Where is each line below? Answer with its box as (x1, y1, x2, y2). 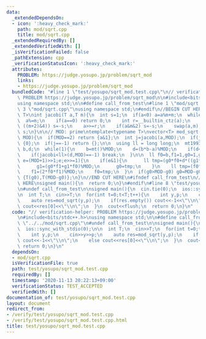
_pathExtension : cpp (12, 55, 64, 61)
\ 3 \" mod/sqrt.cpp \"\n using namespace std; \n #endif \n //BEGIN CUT (17, 106, 191, 112)
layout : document (6, 300, 51, 306)
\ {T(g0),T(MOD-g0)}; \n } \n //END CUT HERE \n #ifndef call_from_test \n (17, 174, 196, 181)
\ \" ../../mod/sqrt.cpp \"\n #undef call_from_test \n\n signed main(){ (17, 220, 196, 227)
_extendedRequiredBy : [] (12, 37, 75, 44)
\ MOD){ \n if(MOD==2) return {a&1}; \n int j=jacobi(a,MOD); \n (17, 134, 185, 141)
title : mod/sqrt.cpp (17, 32, 70, 38)
